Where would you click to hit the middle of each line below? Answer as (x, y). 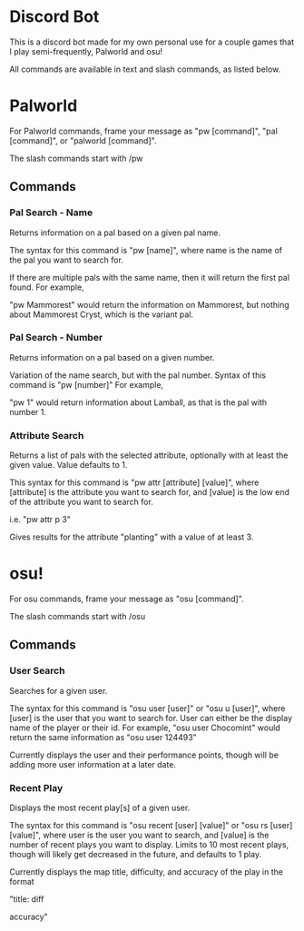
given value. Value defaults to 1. (69, 465)
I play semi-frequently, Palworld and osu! (86, 51)
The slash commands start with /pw (76, 158)
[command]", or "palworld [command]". (83, 140)
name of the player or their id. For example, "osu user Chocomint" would (145, 728)
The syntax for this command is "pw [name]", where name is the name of (146, 250)
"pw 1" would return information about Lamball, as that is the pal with (138, 402)
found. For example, (47, 287)
